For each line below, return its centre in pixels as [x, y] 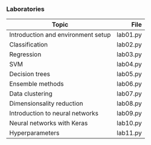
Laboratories [25, 9]
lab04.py [129, 64]
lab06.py [129, 84]
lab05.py [129, 74]
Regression [25, 54]
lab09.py [129, 114]
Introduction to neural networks [54, 114]
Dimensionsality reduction [46, 103]
